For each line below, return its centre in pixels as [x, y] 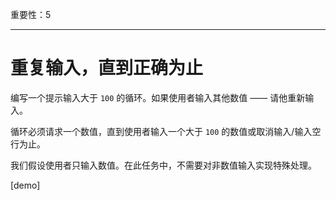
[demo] [25, 185]
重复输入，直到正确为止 [107, 68]
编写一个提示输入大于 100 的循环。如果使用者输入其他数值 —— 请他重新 [158, 97]
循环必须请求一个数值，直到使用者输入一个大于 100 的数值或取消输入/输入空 [166, 131]
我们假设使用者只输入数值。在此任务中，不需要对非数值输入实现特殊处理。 [163, 165]
